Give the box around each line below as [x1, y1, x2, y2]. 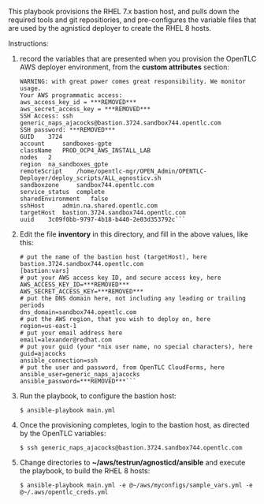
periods [19, 301, 45, 309]
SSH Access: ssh [19, 112, 73, 120]
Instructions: [8, 39, 49, 48]
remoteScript [19, 167, 63, 175]
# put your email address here [19, 329, 123, 337]
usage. [19, 84, 42, 92]
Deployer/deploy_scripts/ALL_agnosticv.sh [19, 174, 162, 182]
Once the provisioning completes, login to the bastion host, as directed [19, 420, 250, 429]
